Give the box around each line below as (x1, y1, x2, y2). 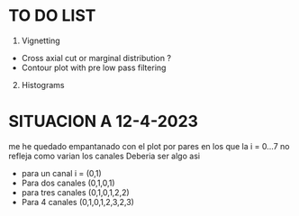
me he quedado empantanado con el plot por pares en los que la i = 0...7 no (8, 140, 290, 151)
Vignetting (21, 35, 60, 46)
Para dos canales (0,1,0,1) (21, 177, 115, 188)
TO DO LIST (8, 5, 96, 26)
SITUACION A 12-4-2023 (8, 112, 199, 131)
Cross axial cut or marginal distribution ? (21, 52, 172, 63)
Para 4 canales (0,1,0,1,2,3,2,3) (21, 196, 134, 207)
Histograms (21, 79, 65, 90)
